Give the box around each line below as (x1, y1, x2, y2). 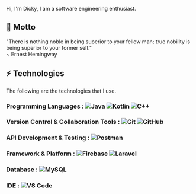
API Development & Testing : (6, 133, 90, 142)
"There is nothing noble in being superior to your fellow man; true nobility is (6, 38, 191, 45)
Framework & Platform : (6, 150, 75, 158)
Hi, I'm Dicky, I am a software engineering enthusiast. (6, 5, 136, 12)
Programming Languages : (6, 102, 84, 110)
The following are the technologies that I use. (6, 87, 117, 94)
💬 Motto (6, 22, 36, 32)
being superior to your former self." (6, 44, 92, 51)
